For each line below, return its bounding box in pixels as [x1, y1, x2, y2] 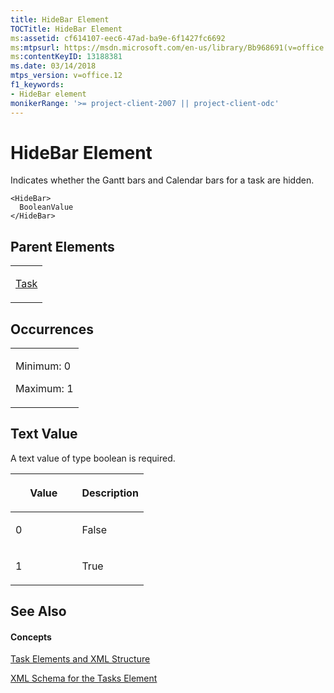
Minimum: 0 [15, 359, 72, 373]
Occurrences [10, 321, 94, 338]
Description [81, 486, 139, 500]
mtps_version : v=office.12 [10, 71, 123, 81]
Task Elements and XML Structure [10, 653, 151, 665]
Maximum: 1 [15, 382, 74, 396]
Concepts [10, 631, 52, 643]
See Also [10, 603, 67, 620]
